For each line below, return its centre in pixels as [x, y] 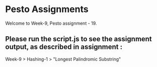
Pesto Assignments [47, 9]
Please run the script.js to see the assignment [78, 39]
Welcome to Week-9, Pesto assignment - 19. [51, 23]
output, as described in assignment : [64, 47]
